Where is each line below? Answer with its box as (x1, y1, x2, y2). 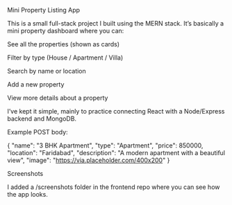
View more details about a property (7, 93, 108, 102)
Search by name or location (7, 67, 87, 75)
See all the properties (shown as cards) (7, 40, 120, 48)
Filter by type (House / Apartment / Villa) (7, 53, 124, 62)
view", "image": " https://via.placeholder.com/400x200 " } (7, 156, 170, 164)
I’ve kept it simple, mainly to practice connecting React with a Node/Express (7, 107, 225, 115)
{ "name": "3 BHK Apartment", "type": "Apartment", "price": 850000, (7, 141, 204, 150)
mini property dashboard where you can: (7, 27, 124, 35)
